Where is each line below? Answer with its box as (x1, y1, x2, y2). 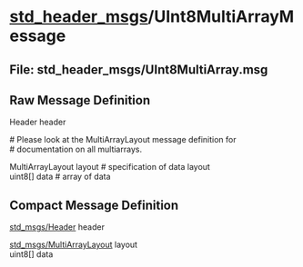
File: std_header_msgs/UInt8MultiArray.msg (9, 62, 268, 77)
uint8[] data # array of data (9, 171, 111, 183)
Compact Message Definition (9, 197, 179, 213)
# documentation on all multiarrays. (9, 143, 143, 155)
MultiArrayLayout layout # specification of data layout (9, 162, 211, 173)
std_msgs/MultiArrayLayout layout (9, 239, 138, 251)
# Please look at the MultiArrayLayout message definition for (9, 134, 237, 145)
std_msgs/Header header (9, 222, 105, 232)
